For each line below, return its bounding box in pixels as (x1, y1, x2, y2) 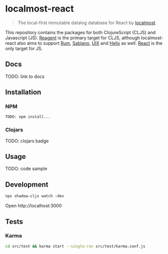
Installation (5, 88, 41, 97)
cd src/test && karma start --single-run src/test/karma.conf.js (5, 243, 145, 249)
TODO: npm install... (5, 114, 51, 120)
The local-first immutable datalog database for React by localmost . (17, 20, 157, 26)
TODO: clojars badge (5, 138, 49, 144)
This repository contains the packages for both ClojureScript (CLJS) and (5, 29, 156, 35)
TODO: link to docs (5, 73, 44, 79)
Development (5, 180, 49, 189)
